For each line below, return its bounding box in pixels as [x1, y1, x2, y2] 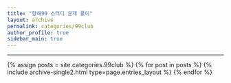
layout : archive [7, 16, 54, 23]
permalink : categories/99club [7, 23, 94, 29]
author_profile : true [7, 29, 69, 36]
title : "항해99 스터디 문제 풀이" [7, 10, 93, 17]
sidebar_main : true [7, 36, 63, 43]
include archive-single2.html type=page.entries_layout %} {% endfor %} [7, 68, 213, 76]
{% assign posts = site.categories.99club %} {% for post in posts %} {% [7, 61, 212, 69]
